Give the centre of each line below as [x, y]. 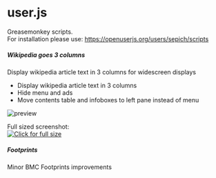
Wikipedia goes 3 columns [46, 55]
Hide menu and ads [45, 92]
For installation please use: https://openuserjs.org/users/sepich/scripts [108, 38]
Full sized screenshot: [38, 126]
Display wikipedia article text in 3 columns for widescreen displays [102, 72]
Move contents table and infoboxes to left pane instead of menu [108, 100]
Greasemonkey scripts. [40, 32]
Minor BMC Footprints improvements [60, 167]
